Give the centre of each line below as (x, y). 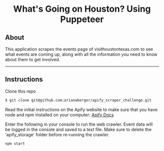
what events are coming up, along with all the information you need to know (81, 54)
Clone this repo (20, 91)
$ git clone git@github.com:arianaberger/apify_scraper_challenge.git (78, 100)
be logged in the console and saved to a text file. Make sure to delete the (78, 129)
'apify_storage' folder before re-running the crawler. (57, 134)
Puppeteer (82, 19)
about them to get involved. (33, 59)
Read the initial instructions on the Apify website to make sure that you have (81, 109)
